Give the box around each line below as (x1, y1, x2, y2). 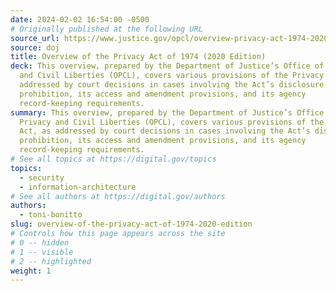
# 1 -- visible (10, 247, 74, 257)
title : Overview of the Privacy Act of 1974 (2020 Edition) (10, 52, 267, 62)
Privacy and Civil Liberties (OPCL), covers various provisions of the (19, 117, 325, 127)
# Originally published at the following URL (10, 24, 203, 34)
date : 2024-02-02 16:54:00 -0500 (10, 14, 150, 25)
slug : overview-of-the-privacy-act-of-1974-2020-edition (10, 219, 253, 230)
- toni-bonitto (19, 210, 83, 220)
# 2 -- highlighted (10, 256, 92, 266)
